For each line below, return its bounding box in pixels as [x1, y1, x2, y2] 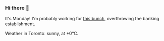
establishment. [5, 21, 36, 27]
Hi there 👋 [5, 4, 30, 11]
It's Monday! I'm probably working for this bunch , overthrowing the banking [5, 16, 160, 22]
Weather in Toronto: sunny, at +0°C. [5, 31, 79, 37]
